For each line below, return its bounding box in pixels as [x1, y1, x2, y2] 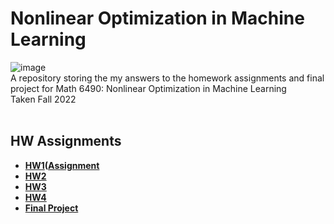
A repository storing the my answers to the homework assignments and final [10, 72, 325, 84]
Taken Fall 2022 [10, 93, 77, 105]
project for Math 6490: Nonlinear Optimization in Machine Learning [10, 82, 287, 94]
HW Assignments [10, 133, 122, 150]
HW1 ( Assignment [24, 159, 100, 171]
